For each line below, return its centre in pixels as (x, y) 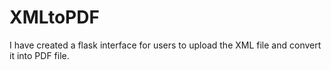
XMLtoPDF (54, 17)
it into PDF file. (39, 55)
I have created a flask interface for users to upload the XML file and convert (165, 45)
